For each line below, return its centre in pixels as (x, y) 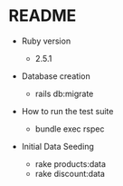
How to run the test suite (67, 111)
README (43, 16)
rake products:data (70, 163)
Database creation (56, 76)
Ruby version (46, 41)
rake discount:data (70, 173)
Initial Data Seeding (57, 146)
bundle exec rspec (70, 129)
